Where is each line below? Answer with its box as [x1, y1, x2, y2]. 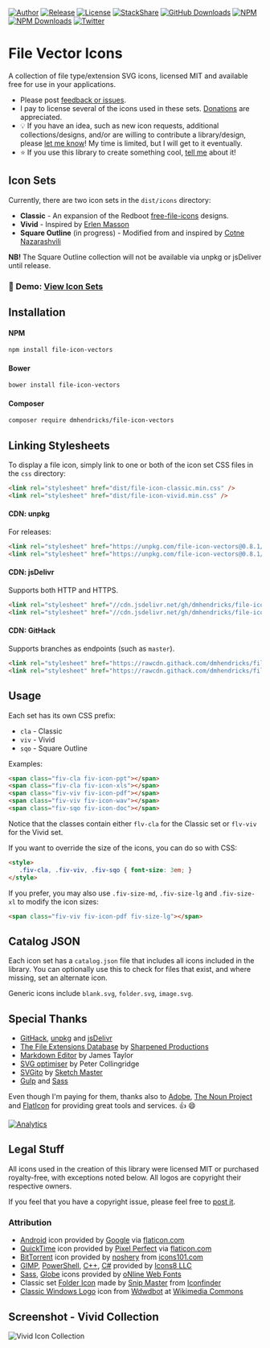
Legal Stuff [8, 1143, 64, 1156]
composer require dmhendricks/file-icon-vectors [8, 416, 174, 424]
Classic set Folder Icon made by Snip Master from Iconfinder [19, 1278, 222, 1288]
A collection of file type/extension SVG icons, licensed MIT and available [8, 71, 248, 81]
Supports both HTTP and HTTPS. [8, 585, 119, 595]
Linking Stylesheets [8, 439, 110, 453]
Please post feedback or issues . [19, 95, 127, 105]
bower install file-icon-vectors [8, 381, 121, 390]
